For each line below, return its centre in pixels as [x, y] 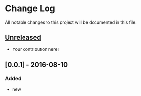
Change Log [30, 9]
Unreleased [23, 37]
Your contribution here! [35, 49]
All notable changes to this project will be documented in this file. [71, 22]
